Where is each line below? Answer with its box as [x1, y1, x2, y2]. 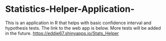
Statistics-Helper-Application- [5, 3, 135, 15]
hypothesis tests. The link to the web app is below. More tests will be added [5, 25, 161, 31]
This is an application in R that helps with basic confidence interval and [5, 20, 151, 26]
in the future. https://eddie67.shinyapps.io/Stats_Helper [5, 30, 119, 36]
